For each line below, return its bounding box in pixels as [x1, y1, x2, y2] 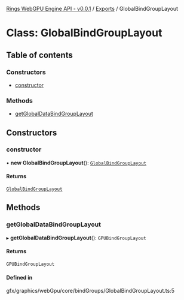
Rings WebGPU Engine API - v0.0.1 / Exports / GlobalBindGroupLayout [6, 5, 178, 12]
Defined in [6, 274, 33, 281]
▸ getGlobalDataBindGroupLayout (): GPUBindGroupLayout [6, 234, 146, 241]
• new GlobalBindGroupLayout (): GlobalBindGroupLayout [6, 159, 147, 166]
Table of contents [6, 50, 73, 60]
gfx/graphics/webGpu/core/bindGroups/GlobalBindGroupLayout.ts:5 [6, 287, 175, 295]
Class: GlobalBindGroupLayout [6, 26, 162, 40]
